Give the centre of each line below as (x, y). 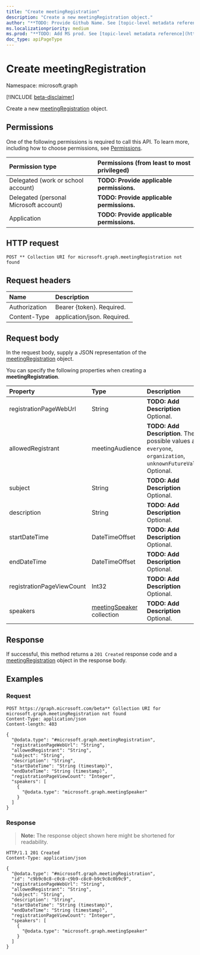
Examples (25, 679)
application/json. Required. (92, 317)
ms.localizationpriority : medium (48, 28)
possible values (168, 441)
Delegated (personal (38, 197)
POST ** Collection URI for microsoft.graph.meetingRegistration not (94, 257)
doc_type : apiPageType (34, 39)
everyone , (160, 449)
